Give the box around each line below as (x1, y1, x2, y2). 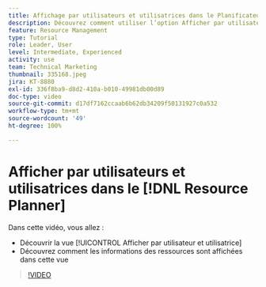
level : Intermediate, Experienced (8, 48, 123, 56)
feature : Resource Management (8, 26, 108, 34)
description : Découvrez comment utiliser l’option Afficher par (8, 19, 225, 27)
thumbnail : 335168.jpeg (8, 70, 87, 78)
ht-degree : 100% (8, 122, 62, 130)
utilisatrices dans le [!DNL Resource (8, 179, 249, 198)
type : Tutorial (8, 33, 59, 42)
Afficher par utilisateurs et (8, 163, 186, 180)
